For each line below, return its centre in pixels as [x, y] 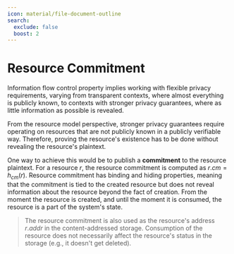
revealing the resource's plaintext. [57, 147]
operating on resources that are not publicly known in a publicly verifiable [114, 132]
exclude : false [36, 27]
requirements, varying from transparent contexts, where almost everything [116, 95]
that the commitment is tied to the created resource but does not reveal [111, 184]
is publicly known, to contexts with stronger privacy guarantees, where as [115, 103]
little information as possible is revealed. [66, 111]
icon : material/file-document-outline [64, 14]
